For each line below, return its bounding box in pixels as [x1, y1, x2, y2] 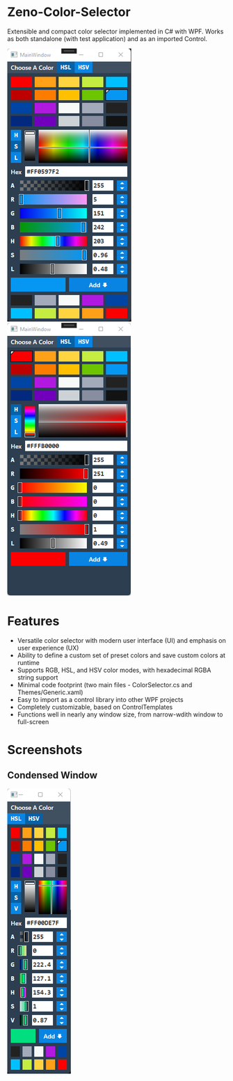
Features [7, 614, 60, 630]
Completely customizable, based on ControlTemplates [17, 703, 173, 711]
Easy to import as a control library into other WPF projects [17, 695, 184, 703]
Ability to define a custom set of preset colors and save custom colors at [17, 651, 226, 659]
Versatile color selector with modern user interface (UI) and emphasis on [17, 636, 226, 644]
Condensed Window [7, 769, 98, 781]
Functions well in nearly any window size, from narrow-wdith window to [17, 710, 223, 719]
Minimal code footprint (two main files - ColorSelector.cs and [17, 680, 193, 689]
